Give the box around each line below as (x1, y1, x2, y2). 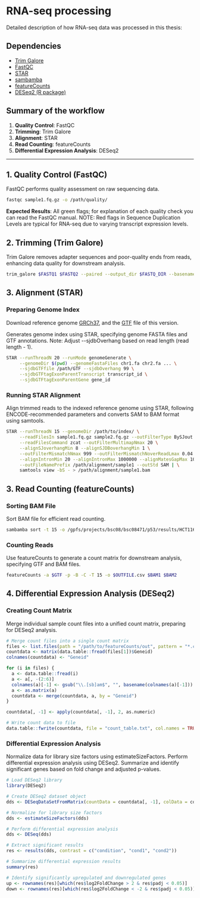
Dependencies (6, 41, 61, 51)
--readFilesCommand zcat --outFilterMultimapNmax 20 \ (19, 440, 159, 446)
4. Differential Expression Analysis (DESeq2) (6, 589, 175, 599)
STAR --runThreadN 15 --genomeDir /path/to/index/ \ (6, 428, 140, 435)
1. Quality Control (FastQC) (6, 170, 108, 180)
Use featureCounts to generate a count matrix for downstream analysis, (6, 555, 182, 562)
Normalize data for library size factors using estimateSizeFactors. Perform (6, 753, 188, 760)
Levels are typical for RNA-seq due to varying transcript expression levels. (6, 220, 189, 227)
